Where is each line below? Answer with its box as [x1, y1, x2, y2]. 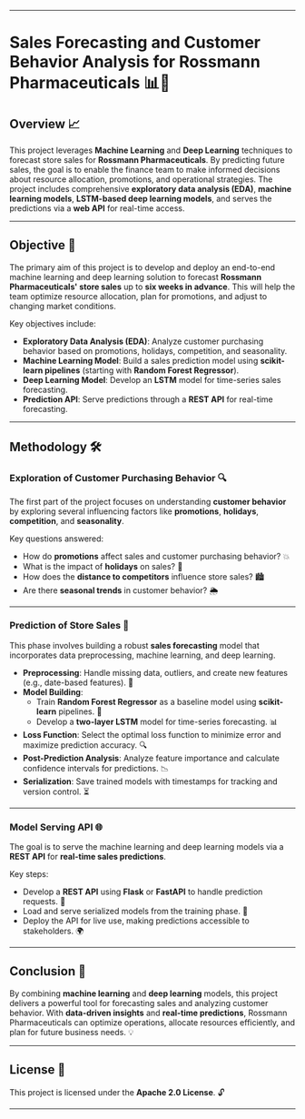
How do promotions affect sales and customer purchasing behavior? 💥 [22, 550, 290, 561]
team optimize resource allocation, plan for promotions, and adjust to [9, 290, 268, 301]
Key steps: [9, 869, 49, 880]
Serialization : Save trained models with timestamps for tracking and [22, 775, 279, 787]
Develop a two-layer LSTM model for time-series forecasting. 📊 [35, 716, 279, 727]
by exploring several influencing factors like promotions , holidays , [9, 506, 259, 517]
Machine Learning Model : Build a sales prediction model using [22, 355, 259, 366]
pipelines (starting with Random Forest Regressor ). [44, 365, 240, 376]
